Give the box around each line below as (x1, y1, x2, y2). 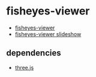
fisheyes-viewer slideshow (14, 30, 82, 37)
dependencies (6, 48, 61, 58)
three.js (14, 64, 34, 71)
